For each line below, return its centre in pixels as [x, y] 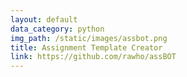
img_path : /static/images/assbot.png [89, 38]
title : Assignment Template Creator [86, 47]
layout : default [44, 19]
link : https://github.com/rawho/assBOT [93, 57]
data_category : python [57, 29]
